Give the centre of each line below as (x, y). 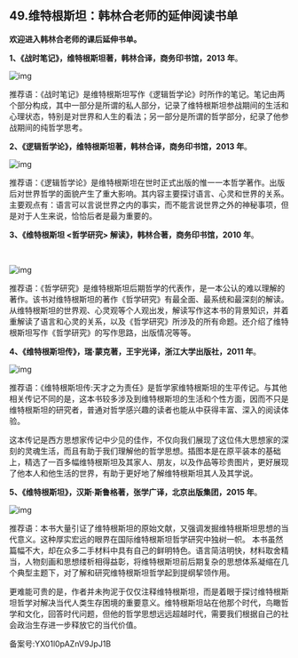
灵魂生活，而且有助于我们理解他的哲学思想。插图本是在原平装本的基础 (153, 451)
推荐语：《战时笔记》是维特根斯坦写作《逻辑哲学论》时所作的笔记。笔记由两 (147, 94)
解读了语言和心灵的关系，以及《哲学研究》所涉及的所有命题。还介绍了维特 (153, 321)
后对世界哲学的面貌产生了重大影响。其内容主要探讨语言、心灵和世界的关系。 (149, 193)
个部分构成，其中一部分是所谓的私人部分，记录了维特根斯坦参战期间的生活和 (149, 105)
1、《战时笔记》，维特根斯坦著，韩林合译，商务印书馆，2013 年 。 (126, 58)
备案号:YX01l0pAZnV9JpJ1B (60, 644)
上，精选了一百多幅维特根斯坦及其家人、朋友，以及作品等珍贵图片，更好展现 (149, 461)
